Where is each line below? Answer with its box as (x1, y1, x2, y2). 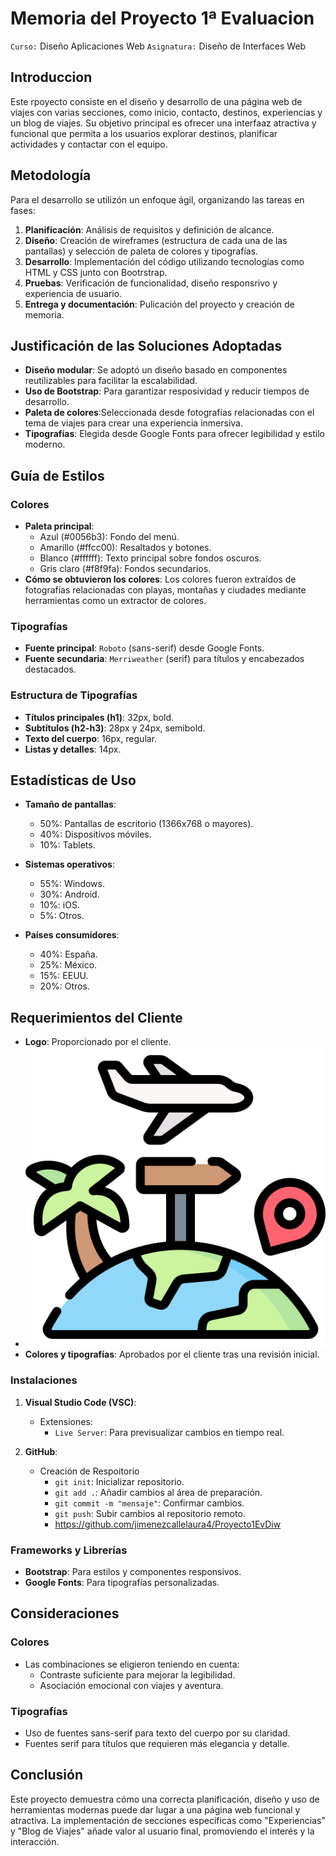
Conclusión (10, 1767, 84, 1784)
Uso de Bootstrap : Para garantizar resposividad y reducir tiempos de (24, 385, 310, 397)
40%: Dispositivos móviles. (39, 828, 152, 841)
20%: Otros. (39, 980, 90, 992)
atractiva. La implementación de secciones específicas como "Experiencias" (10, 1814, 326, 1826)
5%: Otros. (39, 910, 85, 922)
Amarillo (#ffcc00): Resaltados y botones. (39, 542, 212, 554)
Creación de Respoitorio (39, 1465, 140, 1477)
